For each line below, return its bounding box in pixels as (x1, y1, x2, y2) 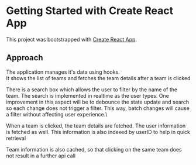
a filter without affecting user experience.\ (6, 111, 108, 118)
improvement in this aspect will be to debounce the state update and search (6, 98, 190, 105)
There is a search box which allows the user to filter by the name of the (6, 86, 177, 93)
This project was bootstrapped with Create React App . (6, 36, 137, 43)
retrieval (6, 135, 26, 142)
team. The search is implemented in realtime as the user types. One (6, 92, 170, 99)
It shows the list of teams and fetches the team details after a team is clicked (6, 74, 191, 81)
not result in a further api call (6, 152, 76, 159)
